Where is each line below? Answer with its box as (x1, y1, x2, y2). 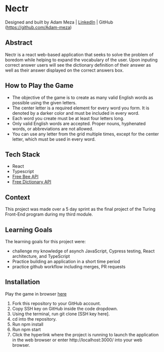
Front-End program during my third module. (5, 211, 93, 217)
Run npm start (12, 327, 41, 332)
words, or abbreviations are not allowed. (12, 126, 94, 131)
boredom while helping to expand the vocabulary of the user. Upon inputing (5, 57, 158, 63)
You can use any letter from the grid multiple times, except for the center (12, 131, 159, 137)
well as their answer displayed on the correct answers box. (5, 67, 124, 73)
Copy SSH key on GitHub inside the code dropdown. (12, 305, 118, 311)
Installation (5, 278, 40, 286)
